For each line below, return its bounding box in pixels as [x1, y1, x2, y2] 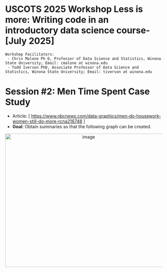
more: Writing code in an [5, 14, 109, 25]
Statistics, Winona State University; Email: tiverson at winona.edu [5, 69, 153, 74]
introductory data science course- [5, 25, 150, 36]
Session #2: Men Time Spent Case [5, 86, 150, 97]
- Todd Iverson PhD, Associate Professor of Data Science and [7, 65, 139, 70]
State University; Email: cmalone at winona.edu [5, 60, 108, 65]
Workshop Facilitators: [5, 51, 55, 57]
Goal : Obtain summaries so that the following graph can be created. [12, 123, 152, 129]
